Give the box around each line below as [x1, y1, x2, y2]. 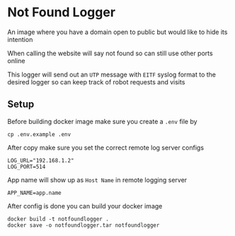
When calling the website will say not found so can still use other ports [7, 49, 214, 57]
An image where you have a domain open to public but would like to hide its [7, 28, 228, 36]
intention [7, 35, 33, 43]
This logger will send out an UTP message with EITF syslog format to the [7, 70, 216, 79]
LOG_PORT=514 [7, 163, 46, 170]
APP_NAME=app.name [7, 189, 62, 196]
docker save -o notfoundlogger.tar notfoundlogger [7, 221, 160, 229]
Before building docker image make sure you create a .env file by [7, 117, 197, 125]
